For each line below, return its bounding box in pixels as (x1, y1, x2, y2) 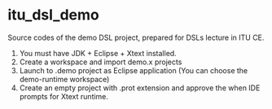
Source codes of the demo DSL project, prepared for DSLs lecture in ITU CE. (7, 33, 265, 42)
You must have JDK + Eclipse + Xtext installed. (19, 48, 177, 58)
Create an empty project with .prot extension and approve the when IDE (19, 83, 261, 93)
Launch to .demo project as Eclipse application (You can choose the (19, 65, 248, 75)
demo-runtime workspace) (19, 74, 110, 84)
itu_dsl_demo (7, 6, 99, 24)
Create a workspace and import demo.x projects (19, 57, 182, 67)
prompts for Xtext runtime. (19, 91, 109, 101)
